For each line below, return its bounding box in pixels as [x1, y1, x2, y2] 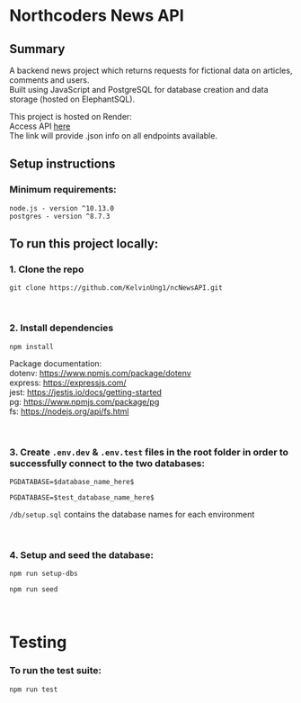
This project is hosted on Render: [9, 112, 132, 122]
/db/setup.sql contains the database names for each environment [9, 509, 255, 519]
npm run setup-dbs [9, 569, 78, 579]
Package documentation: [9, 357, 102, 369]
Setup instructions [9, 157, 116, 172]
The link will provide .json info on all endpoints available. [9, 131, 218, 140]
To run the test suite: [9, 664, 102, 677]
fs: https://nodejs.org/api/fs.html [9, 406, 129, 417]
